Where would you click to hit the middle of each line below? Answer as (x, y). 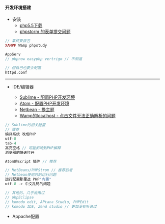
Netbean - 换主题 (37, 110)
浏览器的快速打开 (20, 152)
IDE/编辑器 (23, 87)
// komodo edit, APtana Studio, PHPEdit (47, 202)
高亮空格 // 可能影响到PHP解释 (33, 148)
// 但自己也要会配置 (23, 68)
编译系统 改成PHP (20, 134)
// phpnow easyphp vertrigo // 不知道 (44, 59)
